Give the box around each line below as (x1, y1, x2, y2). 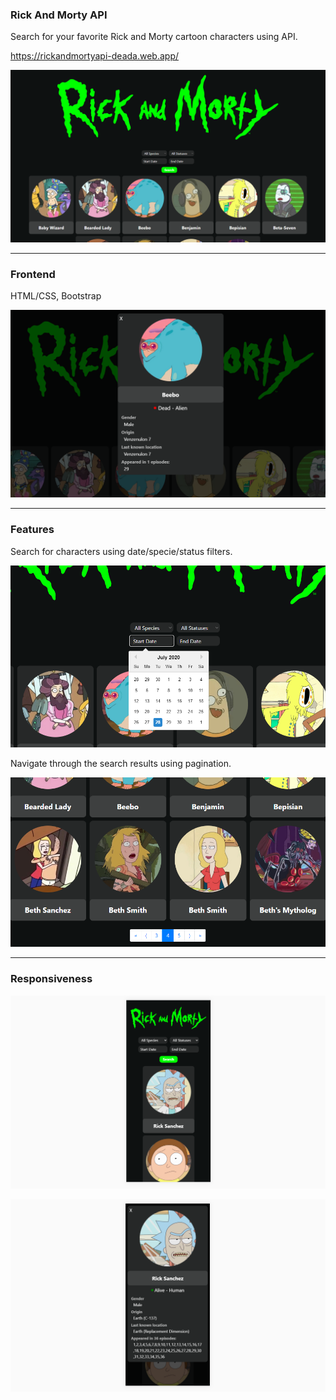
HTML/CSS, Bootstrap (10, 290, 102, 302)
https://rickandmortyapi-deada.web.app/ (10, 50, 179, 62)
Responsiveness (10, 972, 93, 986)
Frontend (10, 267, 56, 281)
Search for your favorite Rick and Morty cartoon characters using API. (10, 31, 298, 43)
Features (10, 523, 55, 537)
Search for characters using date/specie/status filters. (10, 545, 233, 557)
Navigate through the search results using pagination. (10, 758, 232, 770)
